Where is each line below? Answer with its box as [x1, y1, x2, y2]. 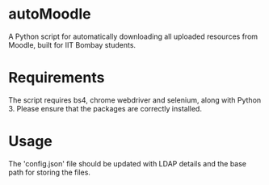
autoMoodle [8, 5, 91, 23]
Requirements [8, 69, 105, 87]
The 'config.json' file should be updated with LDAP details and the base [8, 158, 247, 168]
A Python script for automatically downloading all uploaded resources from [8, 32, 258, 41]
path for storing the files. [8, 167, 91, 177]
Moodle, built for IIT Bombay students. [8, 40, 136, 49]
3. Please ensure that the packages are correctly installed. [8, 103, 202, 113]
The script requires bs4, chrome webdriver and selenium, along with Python [8, 95, 262, 105]
